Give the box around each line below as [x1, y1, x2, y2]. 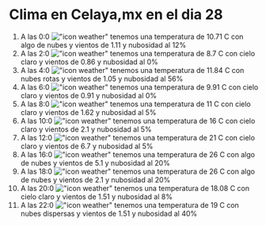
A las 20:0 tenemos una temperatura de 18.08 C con [20, 183, 250, 193]
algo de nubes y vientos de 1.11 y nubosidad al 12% [20, 40, 187, 49]
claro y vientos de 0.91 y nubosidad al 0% [20, 90, 158, 100]
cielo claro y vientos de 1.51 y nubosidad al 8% [20, 192, 173, 201]
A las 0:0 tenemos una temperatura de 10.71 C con [20, 32, 244, 41]
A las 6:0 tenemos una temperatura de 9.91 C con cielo [20, 82, 259, 92]
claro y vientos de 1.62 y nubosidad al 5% [20, 107, 157, 117]
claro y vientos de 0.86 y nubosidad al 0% [20, 57, 159, 67]
